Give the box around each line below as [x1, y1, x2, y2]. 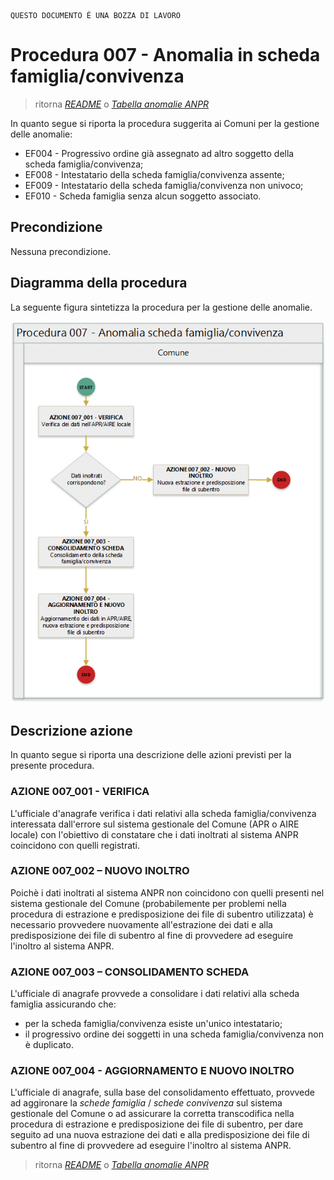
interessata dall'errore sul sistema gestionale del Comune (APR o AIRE [10, 818, 300, 830]
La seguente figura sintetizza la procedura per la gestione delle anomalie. [10, 301, 313, 313]
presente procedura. [10, 760, 95, 772]
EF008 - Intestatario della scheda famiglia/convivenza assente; [24, 168, 285, 180]
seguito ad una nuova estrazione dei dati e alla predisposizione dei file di [10, 1129, 310, 1141]
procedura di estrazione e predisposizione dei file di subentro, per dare [10, 1118, 304, 1130]
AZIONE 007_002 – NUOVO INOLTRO [10, 864, 190, 878]
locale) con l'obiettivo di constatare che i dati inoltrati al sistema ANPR [10, 828, 299, 840]
